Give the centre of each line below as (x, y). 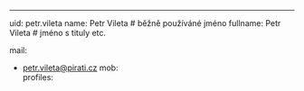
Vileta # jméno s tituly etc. (58, 33)
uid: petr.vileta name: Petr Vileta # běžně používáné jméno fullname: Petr (145, 23)
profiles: (38, 77)
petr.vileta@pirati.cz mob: (71, 68)
